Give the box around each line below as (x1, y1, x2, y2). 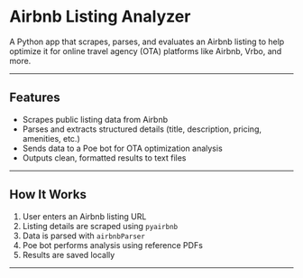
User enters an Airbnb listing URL (22, 210, 147, 222)
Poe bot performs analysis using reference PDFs (22, 239, 203, 250)
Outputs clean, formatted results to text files (22, 152, 187, 163)
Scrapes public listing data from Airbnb (22, 114, 169, 125)
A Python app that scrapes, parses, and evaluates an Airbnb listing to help (9, 36, 285, 47)
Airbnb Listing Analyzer (9, 6, 191, 27)
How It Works (9, 187, 87, 202)
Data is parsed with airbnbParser (22, 230, 146, 241)
